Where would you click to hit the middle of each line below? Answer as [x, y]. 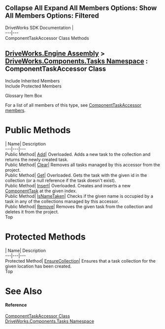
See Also [24, 291]
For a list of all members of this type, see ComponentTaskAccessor [73, 105]
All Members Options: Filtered [52, 16]
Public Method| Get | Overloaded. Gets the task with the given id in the [76, 175]
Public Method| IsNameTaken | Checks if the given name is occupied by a [79, 196]
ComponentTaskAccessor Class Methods [47, 38]
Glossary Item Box [24, 95]
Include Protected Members [33, 86]
